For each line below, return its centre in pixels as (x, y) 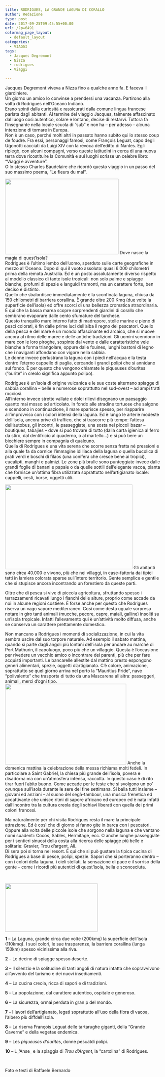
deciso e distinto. (23, 289)
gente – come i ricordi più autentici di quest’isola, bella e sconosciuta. (76, 867)
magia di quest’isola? (27, 258)
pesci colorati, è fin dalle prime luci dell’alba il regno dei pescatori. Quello (79, 326)
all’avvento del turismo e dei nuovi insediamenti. (54, 974)
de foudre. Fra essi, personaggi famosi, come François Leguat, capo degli (80, 140)
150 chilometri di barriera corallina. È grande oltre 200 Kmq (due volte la (78, 300)
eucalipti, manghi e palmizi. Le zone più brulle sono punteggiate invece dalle (82, 462)
